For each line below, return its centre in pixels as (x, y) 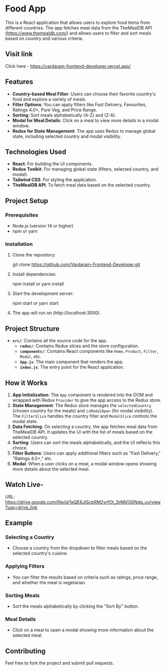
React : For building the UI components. (52, 164)
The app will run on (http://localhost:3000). (56, 313)
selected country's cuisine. (40, 553)
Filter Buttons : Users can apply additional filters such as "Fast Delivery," (86, 453)
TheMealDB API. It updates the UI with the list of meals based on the (82, 432)
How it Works (26, 383)
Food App (26, 9)
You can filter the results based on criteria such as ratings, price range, (85, 577)
